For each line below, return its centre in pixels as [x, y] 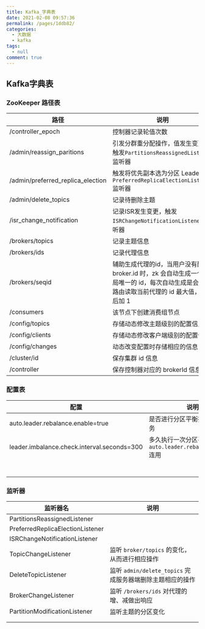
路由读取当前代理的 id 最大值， [156, 292]
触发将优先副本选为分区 [146, 173]
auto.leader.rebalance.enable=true [59, 423]
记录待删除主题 [134, 200]
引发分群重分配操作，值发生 [152, 143]
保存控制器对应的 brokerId [150, 370]
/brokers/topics [31, 241]
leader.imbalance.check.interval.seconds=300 [76, 447]
